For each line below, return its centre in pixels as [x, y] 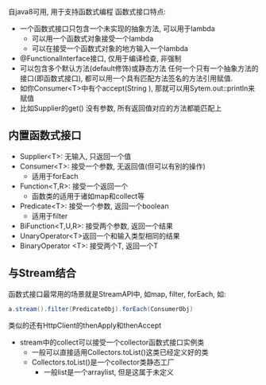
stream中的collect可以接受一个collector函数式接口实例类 [112, 342]
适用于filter [50, 216]
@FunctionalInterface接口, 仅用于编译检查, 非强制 [100, 58]
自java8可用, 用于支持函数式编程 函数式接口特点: [87, 12]
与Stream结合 [42, 273]
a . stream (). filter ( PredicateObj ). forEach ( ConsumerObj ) [101, 309]
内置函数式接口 [45, 136]
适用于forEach [55, 176]
